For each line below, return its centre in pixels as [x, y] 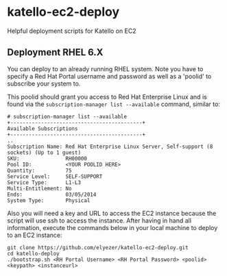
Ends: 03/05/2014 [52, 195]
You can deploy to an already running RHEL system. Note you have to [105, 68]
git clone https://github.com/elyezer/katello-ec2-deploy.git [98, 247]
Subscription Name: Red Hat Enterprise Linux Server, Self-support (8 [110, 147]
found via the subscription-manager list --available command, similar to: [114, 104]
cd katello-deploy [33, 253]
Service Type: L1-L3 [44, 182]
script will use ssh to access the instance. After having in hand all [99, 221]
